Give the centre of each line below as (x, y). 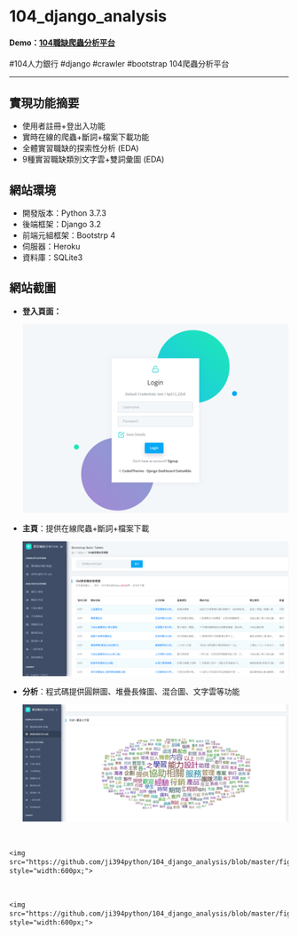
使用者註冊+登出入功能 (64, 126)
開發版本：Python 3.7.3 (64, 213)
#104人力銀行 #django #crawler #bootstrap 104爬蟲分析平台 (119, 64)
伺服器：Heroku (51, 247)
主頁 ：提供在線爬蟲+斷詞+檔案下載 (86, 528)
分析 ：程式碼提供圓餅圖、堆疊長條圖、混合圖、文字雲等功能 (131, 692)
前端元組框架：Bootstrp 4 (69, 235)
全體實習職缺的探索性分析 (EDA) (80, 148)
